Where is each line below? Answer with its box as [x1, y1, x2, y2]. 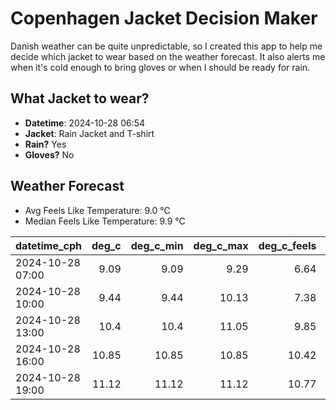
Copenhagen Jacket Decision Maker [10, 7, 318, 30]
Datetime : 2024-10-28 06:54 [24, 117, 146, 129]
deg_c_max [193, 238, 249, 252]
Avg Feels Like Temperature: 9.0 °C [24, 204, 171, 216]
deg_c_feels [258, 238, 317, 252]
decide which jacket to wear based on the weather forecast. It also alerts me [10, 50, 326, 62]
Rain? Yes [24, 138, 67, 150]
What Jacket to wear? [10, 90, 150, 107]
